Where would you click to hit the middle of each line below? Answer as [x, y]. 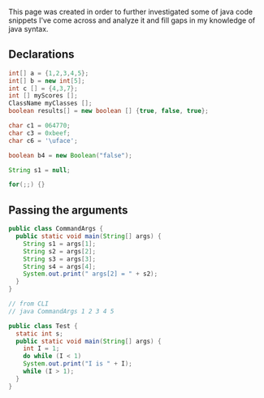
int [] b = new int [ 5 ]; [47, 80]
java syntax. [28, 29]
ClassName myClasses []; [50, 104]
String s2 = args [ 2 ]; [59, 251]
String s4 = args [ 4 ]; [59, 266]
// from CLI [28, 304]
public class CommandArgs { [56, 229]
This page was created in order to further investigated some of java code [131, 12]
